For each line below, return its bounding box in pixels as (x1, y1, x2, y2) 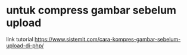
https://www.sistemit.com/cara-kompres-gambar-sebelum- (35, 35, 181, 43)
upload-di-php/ (6, 42, 44, 49)
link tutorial (6, 35, 34, 43)
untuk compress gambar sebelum (6, 4, 177, 17)
